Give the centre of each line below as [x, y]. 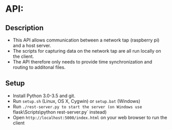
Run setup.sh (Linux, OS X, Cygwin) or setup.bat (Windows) [77, 101]
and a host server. [32, 46]
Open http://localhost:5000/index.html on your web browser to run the [90, 117]
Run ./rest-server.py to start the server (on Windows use [77, 106]
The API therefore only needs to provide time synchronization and [82, 62]
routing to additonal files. [39, 67]
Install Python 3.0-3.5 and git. [44, 96]
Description [24, 28]
